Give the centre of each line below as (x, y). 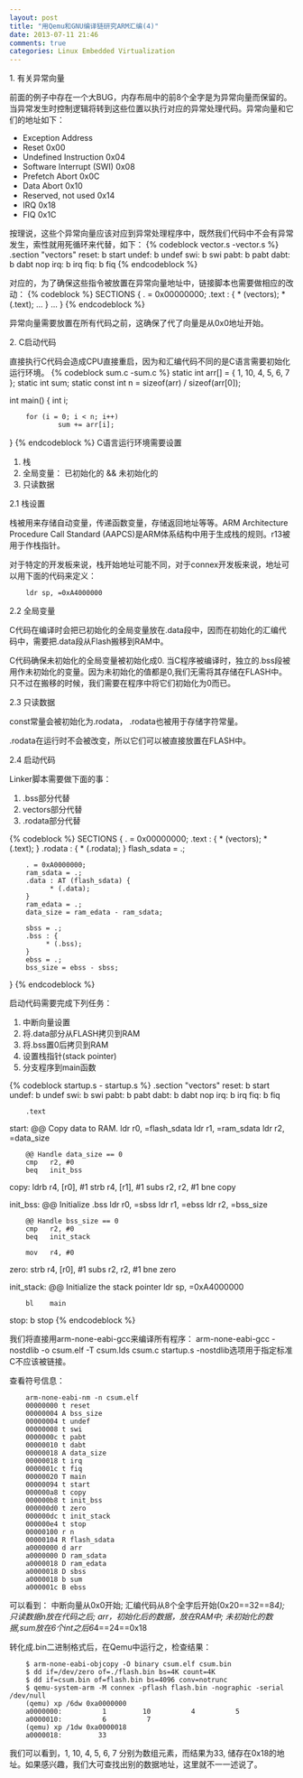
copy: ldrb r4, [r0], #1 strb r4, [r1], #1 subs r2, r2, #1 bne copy (123, 1187)
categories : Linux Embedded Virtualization (92, 51)
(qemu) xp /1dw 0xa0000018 (76, 1727)
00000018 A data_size (66, 1453)
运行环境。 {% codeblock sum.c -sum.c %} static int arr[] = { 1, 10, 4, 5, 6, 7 (150, 373)
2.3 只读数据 (32, 703)
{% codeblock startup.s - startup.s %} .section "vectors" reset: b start (140, 1085)
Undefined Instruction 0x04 (74, 157)
